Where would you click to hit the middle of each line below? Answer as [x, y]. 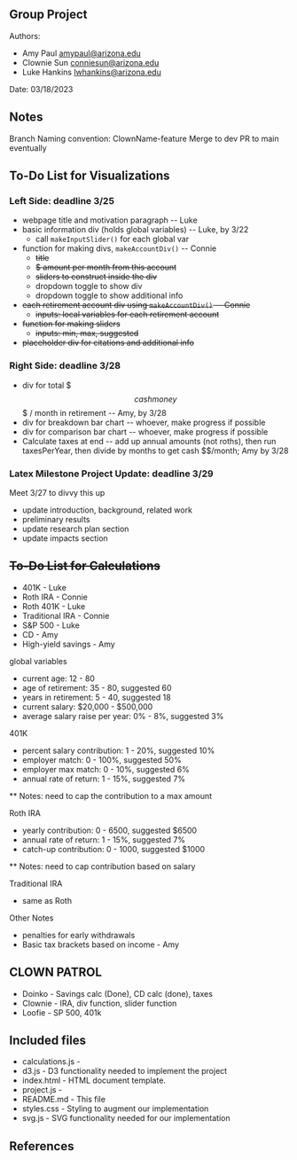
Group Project [48, 15]
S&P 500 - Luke [51, 625]
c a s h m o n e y [156, 399]
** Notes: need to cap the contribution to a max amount [111, 796]
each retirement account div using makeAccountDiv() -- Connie [136, 305]
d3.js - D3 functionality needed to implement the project [125, 1071]
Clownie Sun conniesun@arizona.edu [90, 62]
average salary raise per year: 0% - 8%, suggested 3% [123, 716]
